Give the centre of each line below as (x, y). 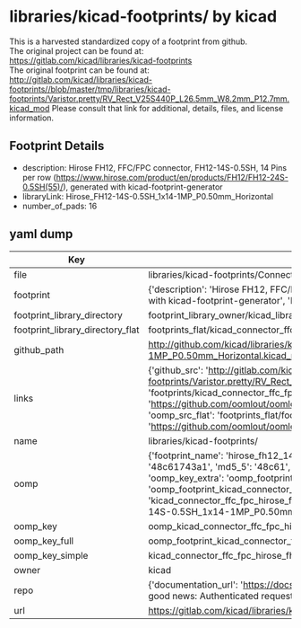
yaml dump (41, 234)
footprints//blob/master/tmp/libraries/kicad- (90, 89)
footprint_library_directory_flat (77, 330)
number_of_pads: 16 (60, 206)
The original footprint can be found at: (79, 70)
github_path (39, 349)
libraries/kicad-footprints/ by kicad (143, 17)
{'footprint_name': (185, 456)
